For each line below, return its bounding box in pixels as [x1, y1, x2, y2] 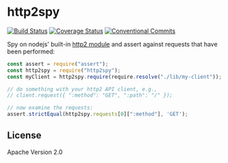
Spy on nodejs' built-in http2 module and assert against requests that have [7, 40, 218, 48]
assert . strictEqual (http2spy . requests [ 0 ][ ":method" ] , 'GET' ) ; [7, 111, 188, 118]
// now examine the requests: [7, 104, 94, 112]
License [7, 129, 42, 141]
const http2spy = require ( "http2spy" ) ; [7, 66, 121, 74]
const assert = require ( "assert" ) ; [7, 60, 109, 67]
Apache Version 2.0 [7, 148, 63, 156]
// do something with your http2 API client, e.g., [7, 86, 157, 92]
